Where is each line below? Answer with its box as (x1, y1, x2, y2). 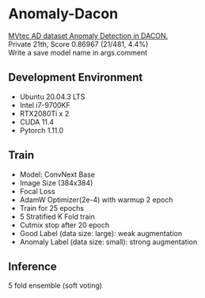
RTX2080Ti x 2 (19, 109, 70, 118)
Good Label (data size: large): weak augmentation (19, 228, 183, 238)
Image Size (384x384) (19, 178, 93, 187)
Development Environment (8, 71, 143, 84)
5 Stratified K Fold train (19, 212, 95, 221)
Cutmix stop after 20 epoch (19, 220, 109, 230)
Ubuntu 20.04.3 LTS (19, 92, 85, 101)
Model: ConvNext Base (19, 170, 95, 179)
